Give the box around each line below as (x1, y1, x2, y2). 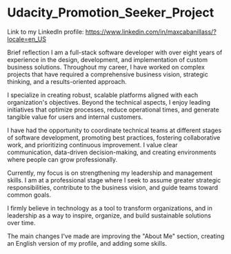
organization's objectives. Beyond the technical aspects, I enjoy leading (7, 98, 211, 106)
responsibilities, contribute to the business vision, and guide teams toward (7, 183, 219, 191)
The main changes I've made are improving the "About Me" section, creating (7, 232, 225, 240)
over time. (7, 218, 36, 226)
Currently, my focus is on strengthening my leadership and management (7, 169, 213, 177)
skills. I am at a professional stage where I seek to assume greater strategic (7, 176, 221, 184)
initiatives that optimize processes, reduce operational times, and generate (7, 105, 219, 114)
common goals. (7, 191, 52, 199)
